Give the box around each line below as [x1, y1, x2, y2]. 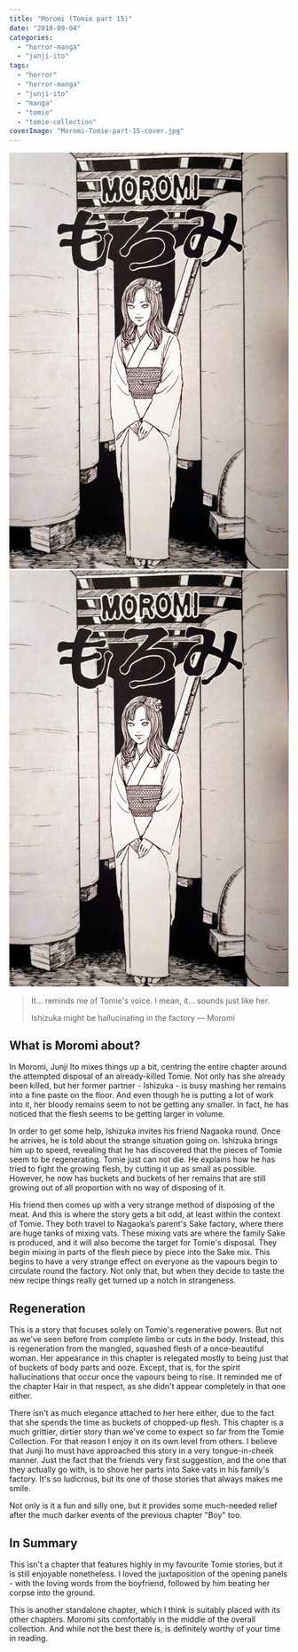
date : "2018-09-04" [9, 23, 82, 33]
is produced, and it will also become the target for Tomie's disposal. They [9, 1237, 278, 1248]
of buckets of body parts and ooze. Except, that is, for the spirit [9, 1363, 241, 1373]
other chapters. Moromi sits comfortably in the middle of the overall [9, 1614, 255, 1624]
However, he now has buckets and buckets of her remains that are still [9, 1173, 266, 1184]
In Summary [9, 1536, 78, 1551]
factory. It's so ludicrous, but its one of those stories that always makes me [9, 1474, 284, 1484]
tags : [9, 61, 29, 70]
